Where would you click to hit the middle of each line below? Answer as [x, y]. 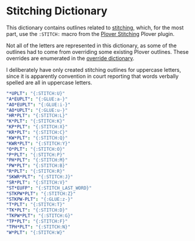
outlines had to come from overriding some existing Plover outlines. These [97, 51]
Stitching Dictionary [57, 11]
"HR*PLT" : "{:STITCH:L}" [37, 116]
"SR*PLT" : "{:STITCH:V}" [37, 182]
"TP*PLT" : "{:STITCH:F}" [37, 222]
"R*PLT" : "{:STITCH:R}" [36, 172]
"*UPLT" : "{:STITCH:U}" [36, 93]
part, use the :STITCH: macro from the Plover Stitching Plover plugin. [90, 33]
